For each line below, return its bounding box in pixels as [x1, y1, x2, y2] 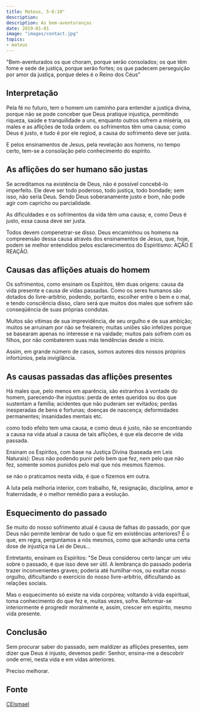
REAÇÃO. [6, 248, 29, 255]
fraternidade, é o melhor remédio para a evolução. [6, 491, 130, 498]
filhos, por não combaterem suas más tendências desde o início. [6, 337, 165, 344]
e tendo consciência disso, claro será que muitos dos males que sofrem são [6, 300, 193, 307]
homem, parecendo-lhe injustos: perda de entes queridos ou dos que [6, 394, 177, 401]
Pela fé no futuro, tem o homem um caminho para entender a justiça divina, [6, 104, 191, 111]
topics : [6, 36, 26, 42]
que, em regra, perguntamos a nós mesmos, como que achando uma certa [6, 536, 190, 543]
